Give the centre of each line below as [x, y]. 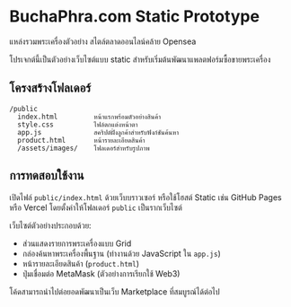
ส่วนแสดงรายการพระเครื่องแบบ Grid [77, 243]
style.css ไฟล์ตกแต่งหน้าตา [78, 124]
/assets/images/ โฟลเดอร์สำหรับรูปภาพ [84, 148]
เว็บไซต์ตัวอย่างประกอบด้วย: [50, 225]
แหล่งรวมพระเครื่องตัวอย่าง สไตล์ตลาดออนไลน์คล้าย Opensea [103, 41]
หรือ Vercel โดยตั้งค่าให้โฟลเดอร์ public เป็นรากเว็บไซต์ [96, 207]
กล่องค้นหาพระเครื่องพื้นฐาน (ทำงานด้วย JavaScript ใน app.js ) [122, 253]
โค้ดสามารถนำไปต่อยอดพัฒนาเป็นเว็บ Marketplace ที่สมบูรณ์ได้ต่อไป [115, 291]
